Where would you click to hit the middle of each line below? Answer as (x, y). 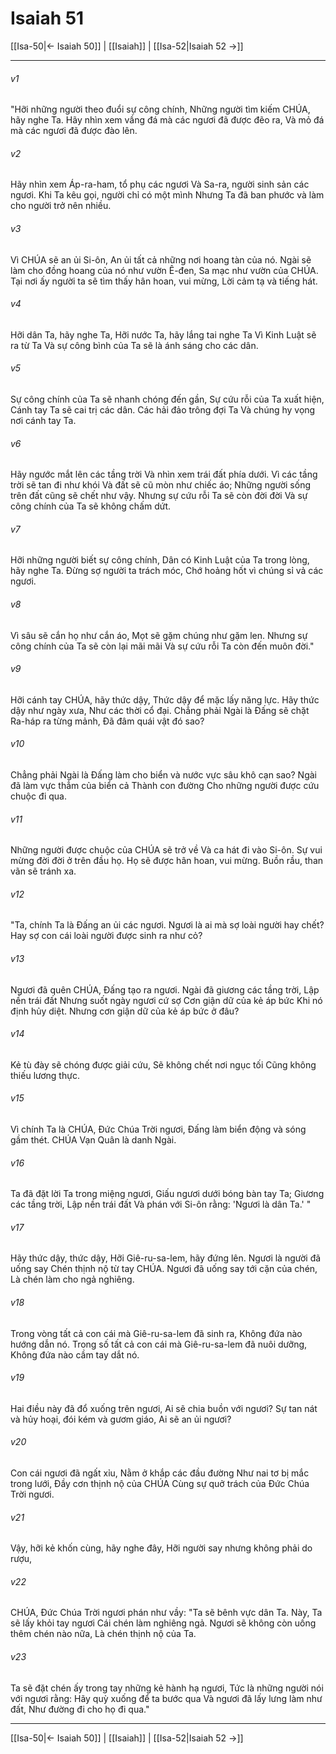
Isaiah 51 (47, 18)
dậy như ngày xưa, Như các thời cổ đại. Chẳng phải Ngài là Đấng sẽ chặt (160, 710)
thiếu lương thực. (45, 1075)
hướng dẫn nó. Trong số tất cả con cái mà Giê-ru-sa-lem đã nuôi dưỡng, (159, 1344)
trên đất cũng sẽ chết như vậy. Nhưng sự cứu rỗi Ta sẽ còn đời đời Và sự (159, 496)
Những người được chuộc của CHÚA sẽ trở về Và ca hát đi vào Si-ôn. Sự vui (166, 850)
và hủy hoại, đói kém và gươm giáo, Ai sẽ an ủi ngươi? (121, 1419)
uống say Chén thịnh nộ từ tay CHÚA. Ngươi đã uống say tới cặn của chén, (164, 1269)
